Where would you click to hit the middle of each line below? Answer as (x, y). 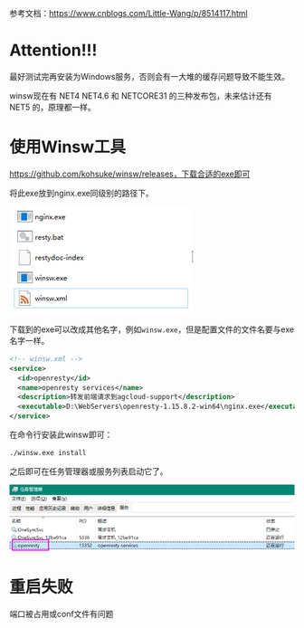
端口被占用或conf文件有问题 (62, 614)
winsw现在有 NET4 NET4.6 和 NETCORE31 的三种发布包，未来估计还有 (141, 95)
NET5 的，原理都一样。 (53, 107)
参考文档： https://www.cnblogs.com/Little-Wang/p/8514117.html (128, 13)
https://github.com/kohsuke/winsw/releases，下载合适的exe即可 (130, 174)
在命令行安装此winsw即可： (61, 434)
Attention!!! (53, 50)
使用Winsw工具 (68, 147)
